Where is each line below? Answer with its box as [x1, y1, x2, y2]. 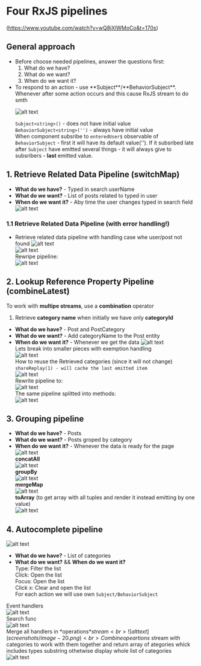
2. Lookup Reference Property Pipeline [6, 277, 155, 287]
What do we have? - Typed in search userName [14, 186, 135, 193]
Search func [6, 615, 37, 622]
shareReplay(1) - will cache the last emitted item [14, 365, 147, 371]
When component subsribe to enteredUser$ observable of [14, 132, 159, 140]
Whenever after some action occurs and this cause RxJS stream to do [14, 89, 189, 97]
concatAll [14, 455, 40, 463]
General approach [6, 42, 75, 52]
